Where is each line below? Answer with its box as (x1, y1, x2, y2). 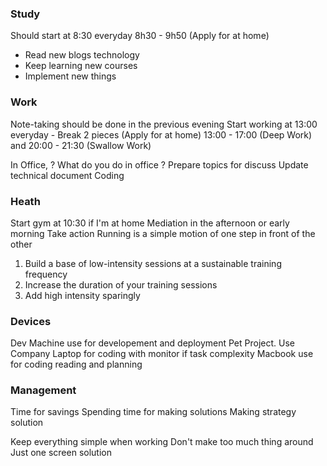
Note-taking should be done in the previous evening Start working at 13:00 (10, 118, 318, 130)
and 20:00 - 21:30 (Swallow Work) (10, 139, 152, 151)
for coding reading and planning (10, 358, 143, 371)
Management (10, 383, 77, 397)
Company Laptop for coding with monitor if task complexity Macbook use (10, 348, 314, 360)
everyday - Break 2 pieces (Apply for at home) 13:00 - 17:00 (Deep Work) (10, 128, 313, 141)
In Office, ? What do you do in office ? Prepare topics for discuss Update (10, 158, 309, 171)
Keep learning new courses (24, 60, 138, 72)
